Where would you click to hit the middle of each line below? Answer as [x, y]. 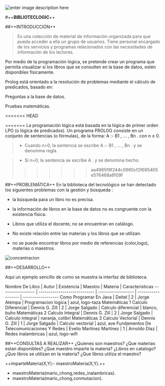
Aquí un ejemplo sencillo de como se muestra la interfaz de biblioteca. [76, 277]
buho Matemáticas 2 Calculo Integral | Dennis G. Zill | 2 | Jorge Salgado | [79, 313]
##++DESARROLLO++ [28, 267]
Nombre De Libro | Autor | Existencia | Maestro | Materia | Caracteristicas [79, 286]
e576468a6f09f [107, 175]
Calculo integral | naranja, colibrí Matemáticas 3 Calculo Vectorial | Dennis [80, 318]
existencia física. [29, 214]
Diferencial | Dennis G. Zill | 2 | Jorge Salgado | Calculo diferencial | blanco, [82, 307]
